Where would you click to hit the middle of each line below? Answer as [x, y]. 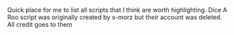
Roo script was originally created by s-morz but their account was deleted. [115, 17]
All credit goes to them [40, 24]
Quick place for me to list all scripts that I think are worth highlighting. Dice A [117, 10]
